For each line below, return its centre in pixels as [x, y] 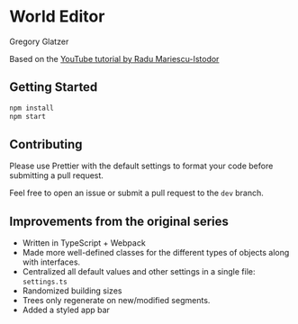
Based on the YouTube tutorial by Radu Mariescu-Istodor [114, 58]
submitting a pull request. [56, 175]
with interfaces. [51, 262]
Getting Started [54, 87]
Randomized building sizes [72, 291]
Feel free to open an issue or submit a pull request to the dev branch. [136, 193]
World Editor [57, 17]
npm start [28, 116]
